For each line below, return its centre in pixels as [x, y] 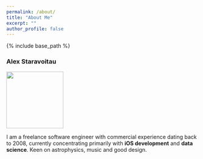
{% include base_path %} [38, 46]
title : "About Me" [29, 18]
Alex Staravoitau [31, 62]
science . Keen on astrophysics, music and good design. [77, 149]
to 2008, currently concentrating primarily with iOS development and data [100, 143]
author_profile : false [35, 29]
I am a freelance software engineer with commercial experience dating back [102, 137]
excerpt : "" [21, 23]
